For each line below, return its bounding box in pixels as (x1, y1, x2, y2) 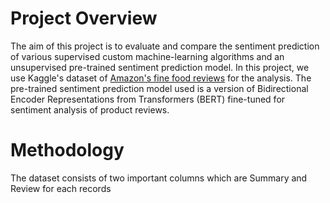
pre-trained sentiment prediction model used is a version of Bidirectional (10, 82, 309, 94)
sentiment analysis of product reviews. (10, 103, 170, 116)
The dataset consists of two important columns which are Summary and (10, 172, 308, 184)
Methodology (10, 139, 125, 162)
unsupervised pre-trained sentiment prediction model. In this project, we (10, 61, 310, 73)
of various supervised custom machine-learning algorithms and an (10, 50, 285, 62)
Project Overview (10, 7, 158, 30)
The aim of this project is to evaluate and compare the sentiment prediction (10, 40, 320, 52)
